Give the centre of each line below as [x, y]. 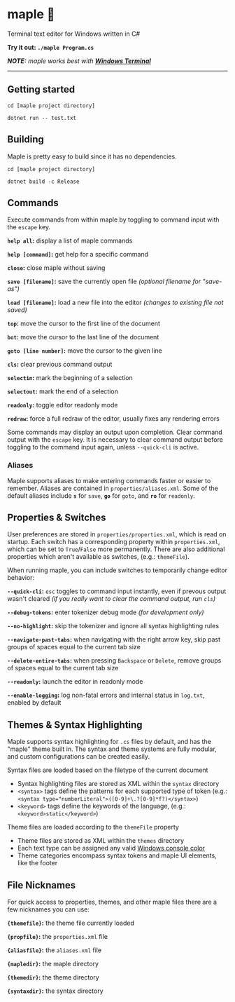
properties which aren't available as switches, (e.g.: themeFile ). [99, 557]
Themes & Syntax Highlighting [75, 725]
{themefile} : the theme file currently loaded [71, 923]
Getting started [41, 89]
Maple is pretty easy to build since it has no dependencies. [92, 156]
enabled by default [34, 703]
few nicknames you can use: [48, 909]
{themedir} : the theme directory [53, 977]
